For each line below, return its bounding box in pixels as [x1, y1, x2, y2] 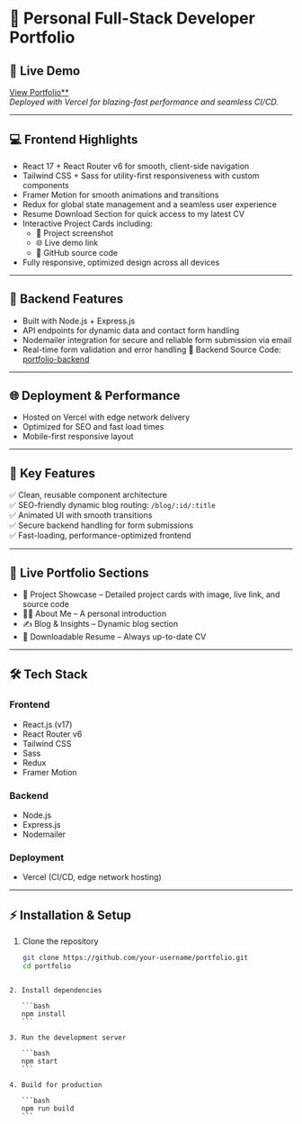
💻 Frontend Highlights [9, 132, 138, 148]
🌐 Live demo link [35, 237, 99, 248]
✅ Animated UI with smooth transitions [9, 510, 153, 521]
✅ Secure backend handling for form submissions [9, 520, 194, 530]
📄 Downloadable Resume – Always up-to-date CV [22, 631, 207, 642]
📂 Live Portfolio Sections [9, 565, 150, 580]
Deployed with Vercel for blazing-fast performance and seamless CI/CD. [9, 96, 279, 107]
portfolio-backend [22, 353, 90, 364]
